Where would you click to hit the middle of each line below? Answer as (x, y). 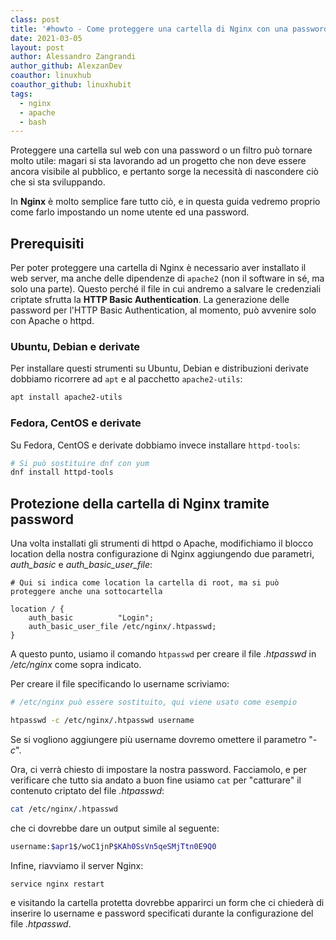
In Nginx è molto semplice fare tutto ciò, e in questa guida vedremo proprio (165, 202)
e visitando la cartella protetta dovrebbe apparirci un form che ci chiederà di (167, 903)
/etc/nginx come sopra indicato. (76, 665)
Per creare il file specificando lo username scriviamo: (120, 684)
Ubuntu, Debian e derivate (75, 346)
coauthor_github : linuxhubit (71, 85)
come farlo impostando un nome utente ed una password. (130, 212)
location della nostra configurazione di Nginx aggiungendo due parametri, (162, 554)
